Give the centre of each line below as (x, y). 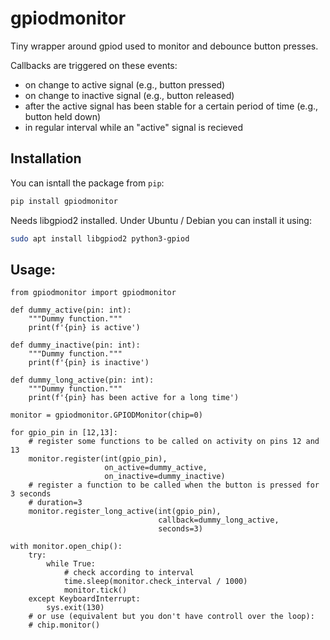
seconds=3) (180, 529)
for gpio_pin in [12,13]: (64, 433)
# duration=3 (55, 503)
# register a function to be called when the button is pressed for (174, 485)
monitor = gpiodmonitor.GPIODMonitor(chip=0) (106, 415)
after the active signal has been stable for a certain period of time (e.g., (171, 106)
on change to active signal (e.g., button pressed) (125, 84)
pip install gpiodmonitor (64, 201)
